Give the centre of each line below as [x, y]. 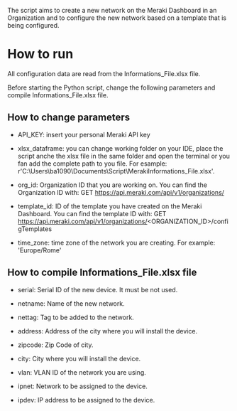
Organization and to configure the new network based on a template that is [117, 18]
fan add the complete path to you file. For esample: [92, 164]
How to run [40, 54]
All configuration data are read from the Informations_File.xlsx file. [104, 73]
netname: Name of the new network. [71, 303]
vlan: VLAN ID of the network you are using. [82, 372]
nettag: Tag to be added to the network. [76, 317]
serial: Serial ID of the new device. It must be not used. [98, 289]
